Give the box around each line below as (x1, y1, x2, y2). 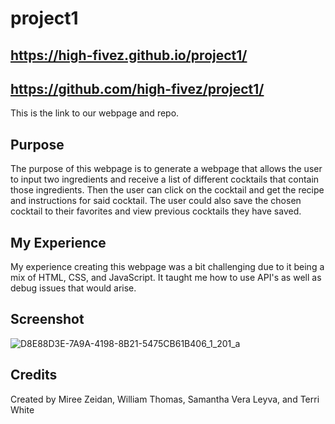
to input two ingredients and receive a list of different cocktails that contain (10, 173, 320, 186)
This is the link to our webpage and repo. (10, 107, 180, 119)
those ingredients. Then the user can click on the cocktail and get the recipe (10, 184, 325, 196)
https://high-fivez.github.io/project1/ (10, 47, 248, 64)
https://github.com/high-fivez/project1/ (10, 80, 265, 97)
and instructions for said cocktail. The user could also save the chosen (10, 195, 302, 207)
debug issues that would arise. (10, 282, 137, 294)
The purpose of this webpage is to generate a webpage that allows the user (10, 163, 323, 175)
